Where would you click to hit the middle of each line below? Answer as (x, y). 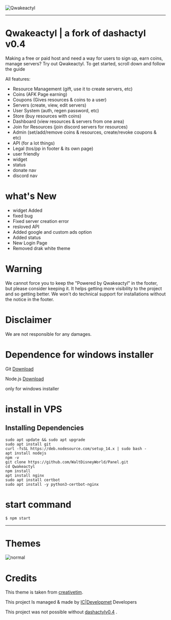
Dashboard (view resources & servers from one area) (68, 121)
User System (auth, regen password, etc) (56, 110)
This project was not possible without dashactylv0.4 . (61, 612)
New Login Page (30, 243)
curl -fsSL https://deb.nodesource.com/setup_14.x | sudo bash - (76, 449)
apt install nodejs (26, 453)
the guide (15, 69)
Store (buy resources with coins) (47, 116)
